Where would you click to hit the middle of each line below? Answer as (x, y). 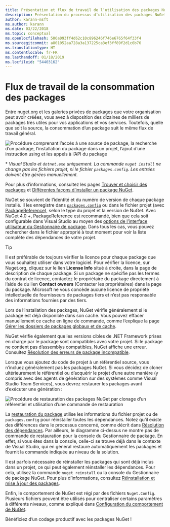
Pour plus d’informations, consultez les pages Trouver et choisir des (76, 185)
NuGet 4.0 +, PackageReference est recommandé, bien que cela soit (77, 216)
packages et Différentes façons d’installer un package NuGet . (70, 190)
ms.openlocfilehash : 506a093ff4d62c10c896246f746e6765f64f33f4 (73, 39)
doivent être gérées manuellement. (42, 175)
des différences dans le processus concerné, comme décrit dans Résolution (85, 425)
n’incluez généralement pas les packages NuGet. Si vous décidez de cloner (84, 368)
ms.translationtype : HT (30, 48)
